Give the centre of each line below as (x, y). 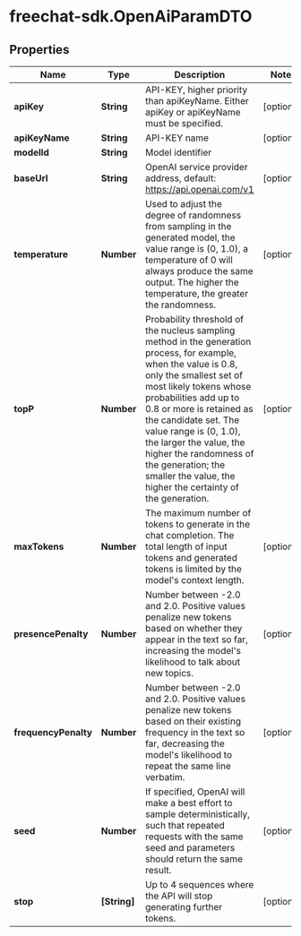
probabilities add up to (192, 398)
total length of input (186, 546)
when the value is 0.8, (191, 364)
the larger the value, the (195, 442)
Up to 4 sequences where (199, 884)
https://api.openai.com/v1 (199, 189)
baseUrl (31, 178)
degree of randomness (193, 215)
